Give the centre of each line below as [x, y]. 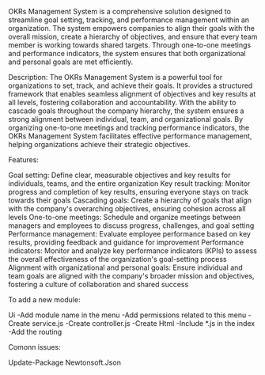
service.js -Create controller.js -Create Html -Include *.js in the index [143, 323]
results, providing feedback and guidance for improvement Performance [126, 242]
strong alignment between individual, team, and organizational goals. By [126, 119]
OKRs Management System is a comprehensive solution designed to [120, 11]
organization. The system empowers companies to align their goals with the [132, 28]
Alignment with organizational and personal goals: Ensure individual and [125, 267]
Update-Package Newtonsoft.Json [64, 362]
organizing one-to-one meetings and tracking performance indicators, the [129, 127]
